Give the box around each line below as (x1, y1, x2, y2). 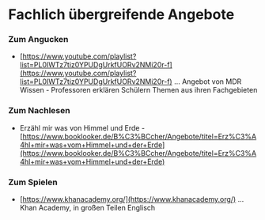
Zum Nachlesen (8, 105, 70, 116)
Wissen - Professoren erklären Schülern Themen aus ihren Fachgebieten (19, 85, 258, 95)
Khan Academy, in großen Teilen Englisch (19, 203, 156, 213)
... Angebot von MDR (173, 77, 242, 86)
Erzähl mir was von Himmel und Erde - (19, 123, 145, 132)
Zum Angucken (8, 34, 69, 45)
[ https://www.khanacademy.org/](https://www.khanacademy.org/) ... (19, 195, 244, 204)
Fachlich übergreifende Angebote (8, 6, 235, 24)
